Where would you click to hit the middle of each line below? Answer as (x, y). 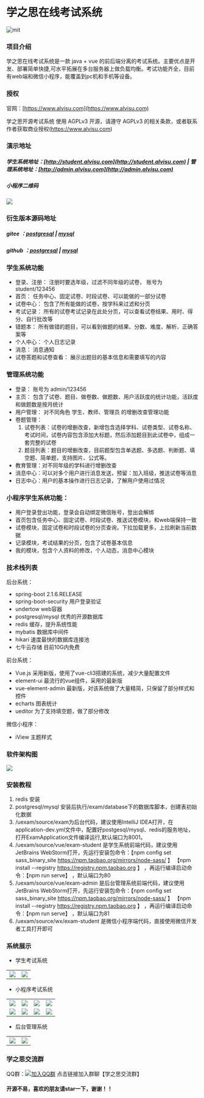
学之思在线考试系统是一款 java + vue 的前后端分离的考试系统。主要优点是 (98, 61)
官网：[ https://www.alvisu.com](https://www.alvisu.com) (78, 108)
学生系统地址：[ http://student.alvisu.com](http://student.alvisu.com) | (98, 162)
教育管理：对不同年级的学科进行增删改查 (66, 465)
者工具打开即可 (34, 929)
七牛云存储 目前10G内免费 (47, 647)
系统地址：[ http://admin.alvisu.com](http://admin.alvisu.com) (92, 169)
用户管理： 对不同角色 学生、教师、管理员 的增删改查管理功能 (92, 412)
